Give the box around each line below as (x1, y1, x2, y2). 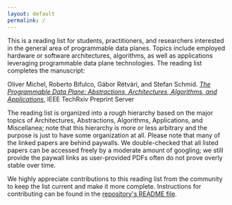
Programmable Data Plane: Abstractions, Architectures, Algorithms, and (7, 87, 217, 96)
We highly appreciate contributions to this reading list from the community (7, 174, 224, 183)
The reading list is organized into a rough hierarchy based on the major (7, 108, 214, 117)
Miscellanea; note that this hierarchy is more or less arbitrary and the (7, 123, 208, 132)
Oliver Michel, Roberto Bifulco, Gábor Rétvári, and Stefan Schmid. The (7, 80, 212, 88)
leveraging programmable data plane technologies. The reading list (7, 58, 202, 67)
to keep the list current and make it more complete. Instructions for (7, 182, 202, 190)
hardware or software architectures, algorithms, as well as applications (7, 51, 213, 60)
